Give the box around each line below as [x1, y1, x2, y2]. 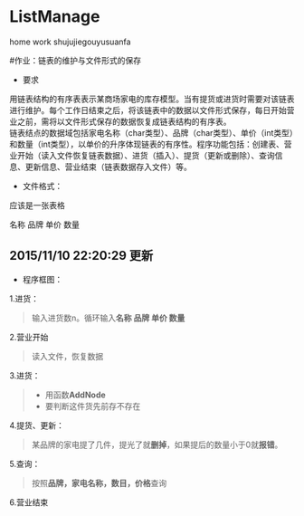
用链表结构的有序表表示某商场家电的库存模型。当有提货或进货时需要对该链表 [9, 93, 295, 104]
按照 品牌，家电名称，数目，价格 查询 [31, 477, 167, 488]
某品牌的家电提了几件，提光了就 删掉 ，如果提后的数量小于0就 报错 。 [31, 439, 283, 450]
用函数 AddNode [44, 389, 106, 400]
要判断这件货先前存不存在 [44, 400, 141, 411]
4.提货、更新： [9, 419, 65, 431]
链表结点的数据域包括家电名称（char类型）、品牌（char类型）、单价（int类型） [9, 127, 294, 138]
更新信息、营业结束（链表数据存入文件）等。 [24, 161, 192, 172]
